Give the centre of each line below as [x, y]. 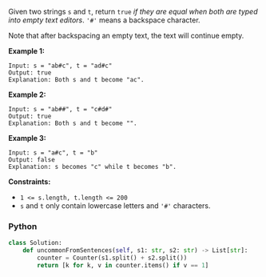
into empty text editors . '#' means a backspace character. [105, 20]
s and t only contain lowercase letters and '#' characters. [115, 206]
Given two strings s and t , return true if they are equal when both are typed [133, 12]
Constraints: [30, 182]
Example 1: [27, 51]
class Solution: [35, 243]
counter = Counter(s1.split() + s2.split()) [112, 258]
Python [23, 226]
